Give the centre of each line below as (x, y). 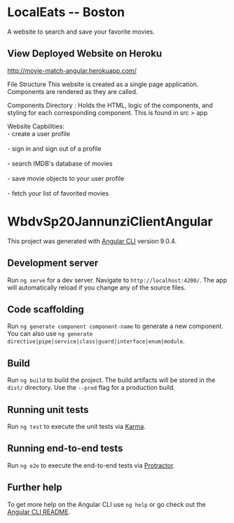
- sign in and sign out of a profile (54, 149)
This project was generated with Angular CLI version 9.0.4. (92, 241)
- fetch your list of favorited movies (58, 193)
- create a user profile (39, 133)
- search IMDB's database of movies (60, 163)
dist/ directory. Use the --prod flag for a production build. (91, 388)
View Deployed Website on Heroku (85, 54)
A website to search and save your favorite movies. (81, 32)
